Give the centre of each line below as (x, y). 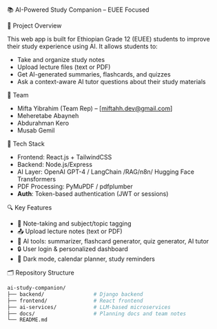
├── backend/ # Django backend (75, 294)
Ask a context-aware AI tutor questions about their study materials (111, 82)
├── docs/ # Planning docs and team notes (97, 313)
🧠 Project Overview (34, 26)
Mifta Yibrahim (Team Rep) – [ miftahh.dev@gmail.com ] (95, 108)
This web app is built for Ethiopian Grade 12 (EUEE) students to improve (108, 39)
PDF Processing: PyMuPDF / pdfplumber (75, 186)
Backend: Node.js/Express (55, 164)
